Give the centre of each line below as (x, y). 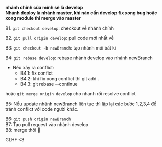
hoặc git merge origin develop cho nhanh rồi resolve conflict (71, 94)
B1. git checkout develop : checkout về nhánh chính (60, 28)
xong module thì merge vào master (43, 18)
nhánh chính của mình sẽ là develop (44, 7)
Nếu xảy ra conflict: (33, 68)
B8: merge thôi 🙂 (23, 130)
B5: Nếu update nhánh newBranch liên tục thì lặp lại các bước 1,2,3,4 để (81, 104)
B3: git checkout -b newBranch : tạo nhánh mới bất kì (61, 48)
